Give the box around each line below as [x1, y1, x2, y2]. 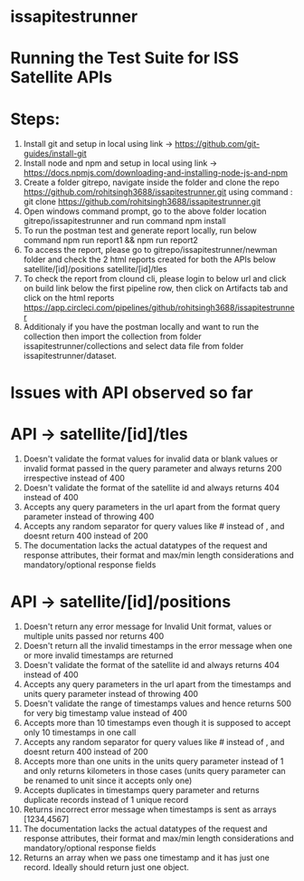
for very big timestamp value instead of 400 [23, 708, 188, 719]
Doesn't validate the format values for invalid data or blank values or [23, 453, 279, 464]
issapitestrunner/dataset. [23, 351, 117, 362]
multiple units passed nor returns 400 [23, 631, 165, 642]
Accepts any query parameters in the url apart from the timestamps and [23, 679, 292, 690]
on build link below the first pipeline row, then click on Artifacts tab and [23, 283, 289, 294]
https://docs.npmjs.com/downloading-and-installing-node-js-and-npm [23, 168, 289, 179]
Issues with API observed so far [10, 382, 253, 402]
